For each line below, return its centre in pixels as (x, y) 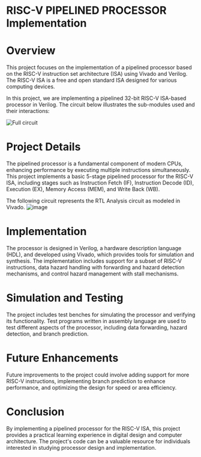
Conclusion (35, 412)
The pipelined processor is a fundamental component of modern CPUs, (94, 164)
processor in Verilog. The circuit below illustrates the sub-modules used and (100, 105)
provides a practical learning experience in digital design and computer (94, 435)
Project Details (43, 147)
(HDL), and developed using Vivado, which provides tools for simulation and (100, 254)
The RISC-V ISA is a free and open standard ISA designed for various (91, 80)
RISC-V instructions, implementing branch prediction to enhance (86, 381)
